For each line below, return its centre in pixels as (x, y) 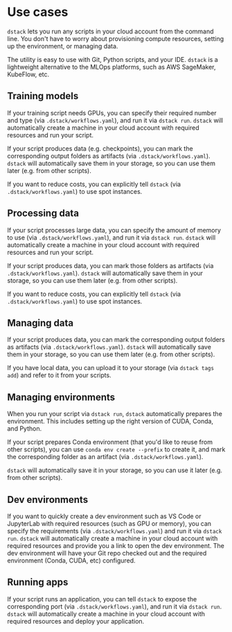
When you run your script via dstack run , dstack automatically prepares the (115, 414)
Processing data (43, 214)
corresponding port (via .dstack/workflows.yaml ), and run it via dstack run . (115, 606)
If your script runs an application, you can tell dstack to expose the (102, 599)
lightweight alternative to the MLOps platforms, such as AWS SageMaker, (111, 67)
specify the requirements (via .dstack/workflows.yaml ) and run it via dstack (115, 531)
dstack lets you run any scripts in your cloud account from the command (110, 31)
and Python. (25, 429)
